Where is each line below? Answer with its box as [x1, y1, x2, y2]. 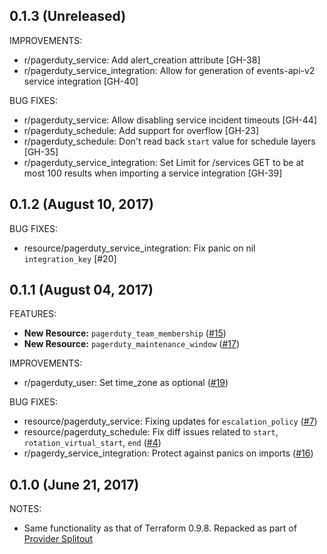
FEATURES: [9, 308, 57, 320]
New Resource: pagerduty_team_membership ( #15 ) [23, 327, 227, 339]
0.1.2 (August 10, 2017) [9, 196, 154, 213]
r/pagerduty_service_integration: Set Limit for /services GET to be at [23, 156, 304, 168]
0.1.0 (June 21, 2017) [9, 476, 140, 493]
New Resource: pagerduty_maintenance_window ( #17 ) [23, 338, 240, 350]
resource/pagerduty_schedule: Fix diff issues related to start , [23, 426, 279, 438]
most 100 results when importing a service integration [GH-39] [23, 167, 283, 179]
